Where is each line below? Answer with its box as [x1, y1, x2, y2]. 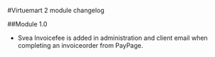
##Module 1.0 [7, 20, 48, 28]
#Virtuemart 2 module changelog [7, 6, 105, 14]
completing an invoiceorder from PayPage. [17, 41, 144, 49]
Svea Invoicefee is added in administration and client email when [17, 33, 208, 42]
